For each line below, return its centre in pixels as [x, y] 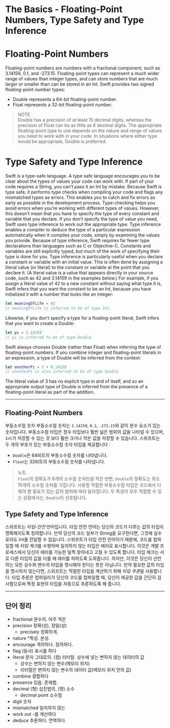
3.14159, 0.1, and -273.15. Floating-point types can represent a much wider [82, 73]
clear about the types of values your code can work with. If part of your [80, 181]
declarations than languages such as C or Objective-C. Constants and [78, 246]
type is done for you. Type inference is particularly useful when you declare [84, 257]
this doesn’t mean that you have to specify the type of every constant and [82, 214]
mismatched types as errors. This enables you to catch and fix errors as [80, 197]
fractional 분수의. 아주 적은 [39, 619]
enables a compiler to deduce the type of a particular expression [73, 230]
